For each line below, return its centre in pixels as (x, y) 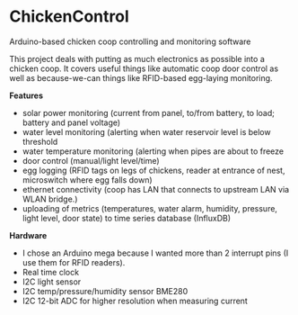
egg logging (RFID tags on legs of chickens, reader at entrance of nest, (153, 170)
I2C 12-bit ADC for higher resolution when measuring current (135, 301)
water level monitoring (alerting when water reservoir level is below (146, 131)
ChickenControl (69, 17)
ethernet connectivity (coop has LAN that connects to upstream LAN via (156, 189)
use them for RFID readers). (74, 262)
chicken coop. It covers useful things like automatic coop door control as (144, 68)
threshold (40, 141)
